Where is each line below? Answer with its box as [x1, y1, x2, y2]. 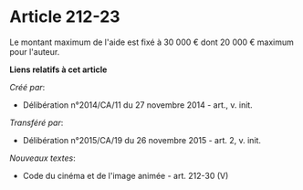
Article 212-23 [9, 6, 120, 27]
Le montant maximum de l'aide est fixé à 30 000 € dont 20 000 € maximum [9, 37, 295, 47]
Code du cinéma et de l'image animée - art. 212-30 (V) [22, 170, 229, 181]
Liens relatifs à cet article [9, 64, 108, 75]
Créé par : [9, 81, 46, 92]
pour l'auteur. [9, 46, 60, 57]
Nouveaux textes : [9, 153, 76, 164]
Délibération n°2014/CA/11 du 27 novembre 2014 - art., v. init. [22, 99, 253, 111]
